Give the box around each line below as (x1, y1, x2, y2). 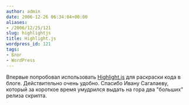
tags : (6, 47, 19, 52)
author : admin (6, 8, 41, 15)
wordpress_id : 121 (6, 41, 51, 47)
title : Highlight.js (6, 36, 57, 41)
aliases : (6, 19, 28, 25)
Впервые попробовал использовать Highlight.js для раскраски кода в (6, 73, 181, 80)
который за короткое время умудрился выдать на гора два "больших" (6, 86, 184, 93)
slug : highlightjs (6, 30, 51, 36)
